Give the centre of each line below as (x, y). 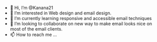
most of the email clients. (36, 29)
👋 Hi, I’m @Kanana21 (32, 8)
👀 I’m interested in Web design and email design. (61, 13)
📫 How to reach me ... (33, 34)
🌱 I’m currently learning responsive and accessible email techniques (81, 18)
